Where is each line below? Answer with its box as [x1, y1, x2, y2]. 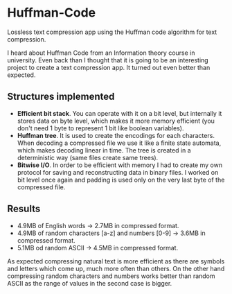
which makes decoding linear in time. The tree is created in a [17, 146, 192, 154]
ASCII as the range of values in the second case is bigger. [7, 279, 172, 287]
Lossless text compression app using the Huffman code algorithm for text [7, 28, 217, 36]
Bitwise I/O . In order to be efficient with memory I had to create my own [17, 161, 223, 169]
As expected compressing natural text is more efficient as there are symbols [7, 257, 225, 265]
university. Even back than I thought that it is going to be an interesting [7, 55, 209, 64]
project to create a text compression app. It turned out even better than [7, 63, 211, 71]
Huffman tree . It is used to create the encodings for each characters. [17, 131, 215, 139]
